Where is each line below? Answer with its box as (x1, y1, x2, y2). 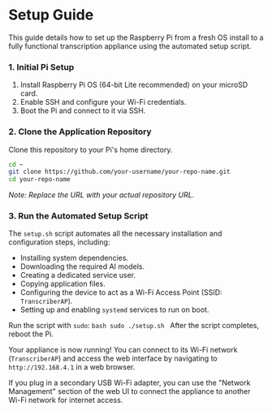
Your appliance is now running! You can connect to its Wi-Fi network (8, 345, 238, 355)
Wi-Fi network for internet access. (8, 396, 123, 405)
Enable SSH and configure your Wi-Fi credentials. (19, 97, 187, 107)
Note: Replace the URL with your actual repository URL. (8, 190, 195, 200)
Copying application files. (19, 279, 106, 289)
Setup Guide (8, 6, 94, 24)
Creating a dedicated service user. (19, 270, 136, 280)
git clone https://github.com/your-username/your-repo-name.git (8, 168, 231, 176)
